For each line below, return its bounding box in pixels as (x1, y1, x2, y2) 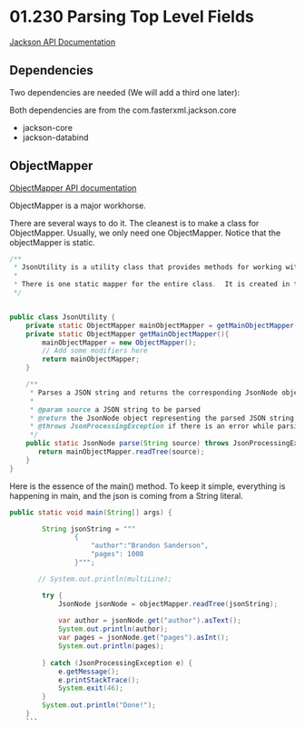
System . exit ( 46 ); (57, 684, 124, 693)
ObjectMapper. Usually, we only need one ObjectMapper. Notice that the (9, 227, 281, 238)
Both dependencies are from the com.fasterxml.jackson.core (9, 105, 237, 115)
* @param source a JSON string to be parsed (29, 404, 202, 414)
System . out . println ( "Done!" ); (42, 701, 156, 710)
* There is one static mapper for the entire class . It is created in (13, 280, 290, 289)
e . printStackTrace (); (57, 675, 141, 684)
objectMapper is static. (9, 236, 95, 247)
